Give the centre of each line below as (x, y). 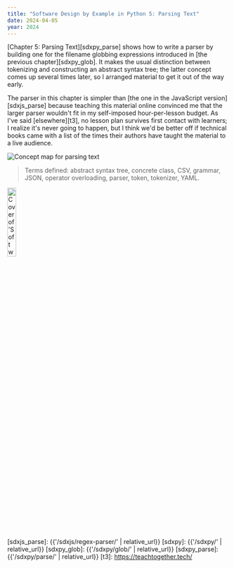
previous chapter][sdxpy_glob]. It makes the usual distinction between (109, 62)
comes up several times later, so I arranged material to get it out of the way (116, 77)
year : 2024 (23, 27)
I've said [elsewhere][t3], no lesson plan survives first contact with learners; (117, 121)
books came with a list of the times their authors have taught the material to (117, 135)
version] (215, 98)
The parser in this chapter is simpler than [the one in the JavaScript (105, 98)
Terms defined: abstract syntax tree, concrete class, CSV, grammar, (123, 171)
